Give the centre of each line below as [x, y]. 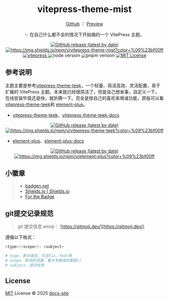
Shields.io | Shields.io [47, 191]
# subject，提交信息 [25, 265]
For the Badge [40, 196]
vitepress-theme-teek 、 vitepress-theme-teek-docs [66, 115]
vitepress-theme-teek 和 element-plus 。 [47, 104]
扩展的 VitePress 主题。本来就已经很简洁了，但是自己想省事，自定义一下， [82, 92]
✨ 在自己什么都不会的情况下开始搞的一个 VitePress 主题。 [84, 34]
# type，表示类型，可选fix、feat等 [38, 256]
